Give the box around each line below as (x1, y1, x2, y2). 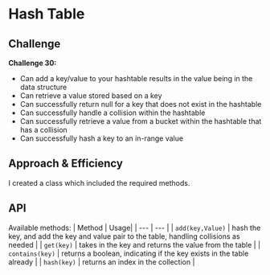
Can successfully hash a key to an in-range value (19, 133, 183, 143)
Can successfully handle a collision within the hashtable (19, 108, 206, 117)
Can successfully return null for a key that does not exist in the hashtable (19, 100, 262, 109)
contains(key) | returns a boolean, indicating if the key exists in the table (8, 248, 249, 258)
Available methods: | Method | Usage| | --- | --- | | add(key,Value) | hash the (8, 223, 261, 232)
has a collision (19, 125, 68, 134)
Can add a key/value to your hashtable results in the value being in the (19, 74, 253, 83)
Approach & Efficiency (8, 157, 123, 170)
